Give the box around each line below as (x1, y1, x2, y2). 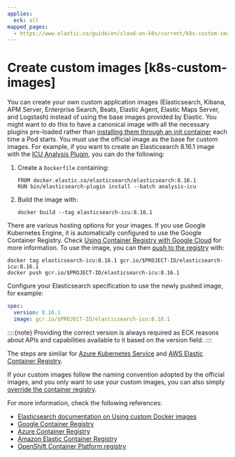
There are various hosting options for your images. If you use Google (7, 221, 206, 230)
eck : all (13, 17, 39, 24)
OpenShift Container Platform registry (17, 442, 127, 450)
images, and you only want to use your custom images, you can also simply (7, 377, 225, 386)
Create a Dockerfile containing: (17, 164, 110, 172)
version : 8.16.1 (13, 309, 61, 316)
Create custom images (7, 60, 142, 76)
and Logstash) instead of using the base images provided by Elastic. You (7, 113, 217, 121)
